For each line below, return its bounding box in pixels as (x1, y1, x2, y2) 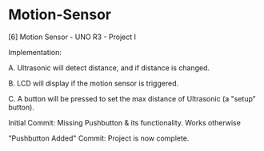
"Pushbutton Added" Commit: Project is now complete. (8, 133, 190, 143)
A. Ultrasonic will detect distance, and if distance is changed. (8, 62, 210, 73)
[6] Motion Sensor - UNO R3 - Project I (8, 32, 137, 42)
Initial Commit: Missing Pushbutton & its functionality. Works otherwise (8, 117, 242, 127)
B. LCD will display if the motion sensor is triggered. (8, 78, 179, 88)
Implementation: (8, 47, 62, 57)
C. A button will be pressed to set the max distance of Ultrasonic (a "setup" (8, 93, 256, 103)
